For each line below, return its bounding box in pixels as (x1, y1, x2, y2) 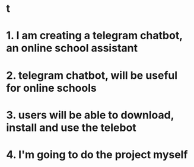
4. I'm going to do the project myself (6, 147, 188, 161)
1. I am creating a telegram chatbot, (6, 29, 183, 43)
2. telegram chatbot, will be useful (6, 69, 178, 82)
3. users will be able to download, (6, 108, 174, 121)
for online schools (6, 81, 97, 95)
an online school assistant (6, 41, 138, 55)
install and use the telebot (6, 121, 136, 134)
